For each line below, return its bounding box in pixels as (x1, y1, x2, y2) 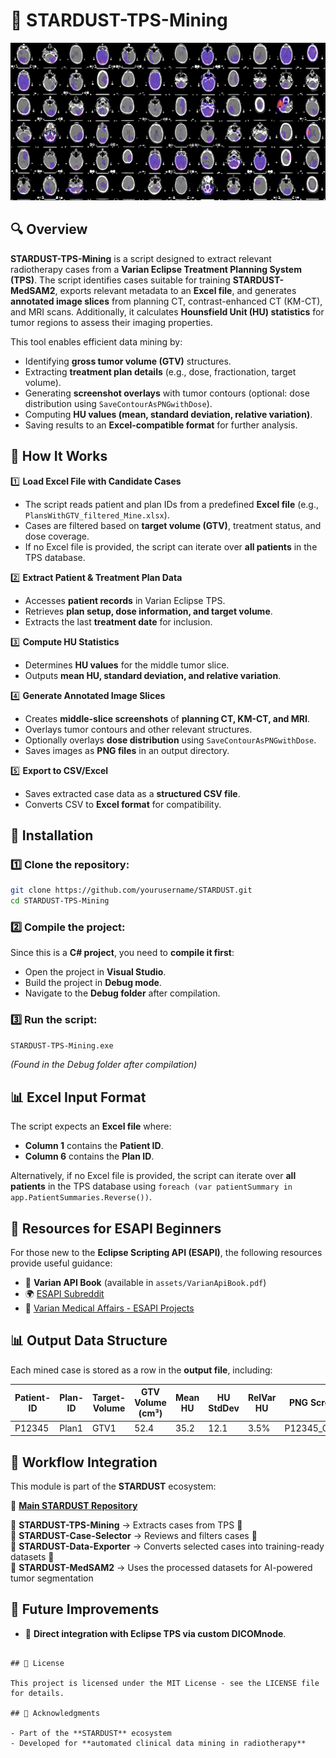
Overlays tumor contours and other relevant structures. (24, 723, 253, 735)
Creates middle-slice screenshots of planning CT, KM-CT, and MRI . (24, 712, 310, 724)
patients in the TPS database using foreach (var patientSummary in (10, 1180, 293, 1193)
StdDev (208, 1402, 240, 1414)
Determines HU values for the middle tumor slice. (24, 659, 230, 671)
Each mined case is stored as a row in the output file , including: (10, 1364, 273, 1376)
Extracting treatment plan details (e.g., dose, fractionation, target (24, 365, 297, 378)
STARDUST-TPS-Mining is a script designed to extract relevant (10, 252, 272, 264)
